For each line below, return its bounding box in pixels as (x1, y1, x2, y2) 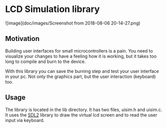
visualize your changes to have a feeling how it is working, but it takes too (5, 53, 157, 59)
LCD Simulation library (5, 3, 100, 15)
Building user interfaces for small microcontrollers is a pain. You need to (5, 47, 153, 53)
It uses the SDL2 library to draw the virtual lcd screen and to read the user (5, 111, 158, 118)
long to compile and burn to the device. (5, 58, 86, 64)
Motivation (5, 34, 40, 43)
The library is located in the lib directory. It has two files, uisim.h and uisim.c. (5, 106, 163, 112)
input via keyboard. (5, 117, 45, 123)
